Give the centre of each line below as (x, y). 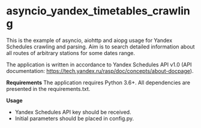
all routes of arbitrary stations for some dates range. (70, 53)
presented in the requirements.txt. (48, 89)
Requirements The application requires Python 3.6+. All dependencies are (98, 83)
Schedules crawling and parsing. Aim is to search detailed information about (100, 47)
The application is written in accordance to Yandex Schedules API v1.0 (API (99, 65)
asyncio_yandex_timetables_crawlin (98, 11)
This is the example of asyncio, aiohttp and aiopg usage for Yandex (89, 40)
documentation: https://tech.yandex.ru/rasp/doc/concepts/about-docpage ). (100, 71)
